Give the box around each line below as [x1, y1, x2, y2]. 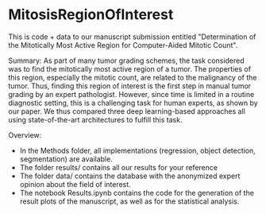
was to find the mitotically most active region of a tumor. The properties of [8, 64, 252, 73]
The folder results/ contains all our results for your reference [19, 162, 218, 172]
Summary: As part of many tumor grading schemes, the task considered [8, 56, 245, 65]
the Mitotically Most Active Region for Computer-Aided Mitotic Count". [8, 40, 238, 49]
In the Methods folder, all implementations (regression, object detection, [19, 146, 256, 155]
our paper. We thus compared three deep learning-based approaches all [8, 106, 246, 116]
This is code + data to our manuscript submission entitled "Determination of [8, 32, 256, 41]
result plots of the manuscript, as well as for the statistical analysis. [19, 196, 240, 206]
